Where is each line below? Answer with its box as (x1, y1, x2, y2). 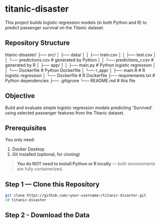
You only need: (5, 137, 35, 143)
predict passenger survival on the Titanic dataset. (5, 24, 104, 30)
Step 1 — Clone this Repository (5, 180, 100, 188)
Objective (5, 92, 35, 100)
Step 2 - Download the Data (5, 211, 90, 220)
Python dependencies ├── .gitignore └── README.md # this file (5, 77, 136, 83)
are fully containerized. (16, 166, 64, 172)
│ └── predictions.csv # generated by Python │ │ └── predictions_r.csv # (5, 57, 154, 63)
